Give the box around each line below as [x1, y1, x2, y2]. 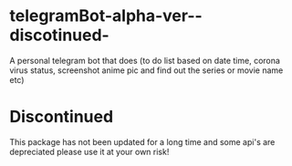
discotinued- [9, 25, 109, 46]
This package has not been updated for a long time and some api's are [9, 136, 276, 147]
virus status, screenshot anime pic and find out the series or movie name [9, 65, 284, 76]
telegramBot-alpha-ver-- [9, 5, 203, 26]
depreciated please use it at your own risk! [9, 146, 170, 157]
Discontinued [9, 107, 114, 128]
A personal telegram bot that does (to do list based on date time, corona [9, 55, 281, 66]
